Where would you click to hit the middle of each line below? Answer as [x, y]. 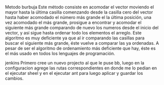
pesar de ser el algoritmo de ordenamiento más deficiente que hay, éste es [81, 48]
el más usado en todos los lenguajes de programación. [60, 53]
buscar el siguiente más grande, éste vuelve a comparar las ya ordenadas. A [82, 43]
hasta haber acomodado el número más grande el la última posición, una [78, 17]
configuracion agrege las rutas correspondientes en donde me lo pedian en [81, 68]
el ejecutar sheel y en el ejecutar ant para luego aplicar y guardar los [74, 73]
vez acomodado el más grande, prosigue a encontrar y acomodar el [73, 22]
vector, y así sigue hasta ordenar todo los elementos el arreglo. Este [73, 33]
